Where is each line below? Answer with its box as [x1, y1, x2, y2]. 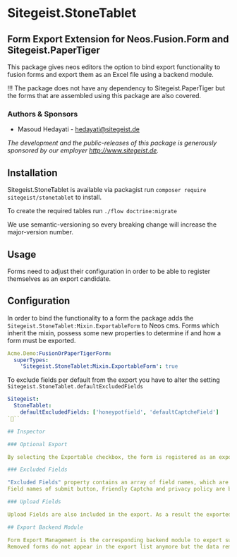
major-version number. [7, 228, 74, 236]
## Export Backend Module [7, 524, 83, 531]
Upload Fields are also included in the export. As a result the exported [7, 510, 232, 518]
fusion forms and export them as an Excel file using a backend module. [7, 71, 214, 78]
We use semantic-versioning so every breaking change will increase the [7, 220, 217, 229]
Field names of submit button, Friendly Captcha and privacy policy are [7, 486, 226, 493]
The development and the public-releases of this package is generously [7, 139, 217, 148]
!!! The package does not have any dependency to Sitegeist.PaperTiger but [7, 84, 226, 92]
